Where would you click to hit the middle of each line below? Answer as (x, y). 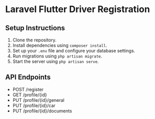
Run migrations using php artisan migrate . (57, 56)
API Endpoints (28, 77)
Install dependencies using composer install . (60, 45)
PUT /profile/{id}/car (34, 105)
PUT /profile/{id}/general (38, 100)
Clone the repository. (34, 40)
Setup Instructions (35, 28)
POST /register (28, 89)
